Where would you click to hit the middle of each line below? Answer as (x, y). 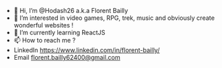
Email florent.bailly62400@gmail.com (67, 57)
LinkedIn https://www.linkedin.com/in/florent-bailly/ (87, 50)
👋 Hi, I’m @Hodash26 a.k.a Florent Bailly (71, 11)
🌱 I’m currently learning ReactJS (59, 32)
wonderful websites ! (43, 25)
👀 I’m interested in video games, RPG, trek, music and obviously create (114, 18)
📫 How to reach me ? (44, 40)
